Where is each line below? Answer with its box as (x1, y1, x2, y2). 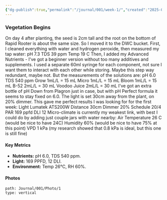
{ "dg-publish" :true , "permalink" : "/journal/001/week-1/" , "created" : (5, 7, 148, 12)
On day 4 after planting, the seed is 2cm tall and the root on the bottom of (5, 35, 156, 41)
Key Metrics (5, 142, 31, 148)
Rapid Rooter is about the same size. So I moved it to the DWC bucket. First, (5, 40, 161, 46)
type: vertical (5, 191, 37, 196)
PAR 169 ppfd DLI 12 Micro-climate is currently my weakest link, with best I (5, 109, 158, 115)
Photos (5, 175, 20, 181)
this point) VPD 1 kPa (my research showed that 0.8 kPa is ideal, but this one (5, 125, 162, 131)
